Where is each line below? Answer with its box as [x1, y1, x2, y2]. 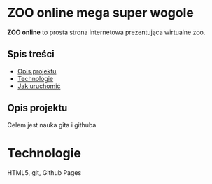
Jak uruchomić [17, 82, 61, 90]
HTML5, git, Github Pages [7, 168, 82, 176]
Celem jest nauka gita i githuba [7, 120, 97, 129]
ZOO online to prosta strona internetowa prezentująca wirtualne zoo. [7, 28, 206, 36]
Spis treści [7, 48, 55, 60]
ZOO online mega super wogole [7, 5, 194, 21]
